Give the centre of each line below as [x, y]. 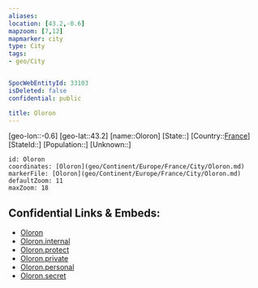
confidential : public [45, 98]
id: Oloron [27, 159]
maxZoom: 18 [28, 188]
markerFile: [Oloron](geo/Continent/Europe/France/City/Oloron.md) [125, 174]
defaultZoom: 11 [36, 181]
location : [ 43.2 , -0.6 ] [47, 24]
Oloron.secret [43, 276]
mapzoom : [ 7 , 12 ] [36, 31]
